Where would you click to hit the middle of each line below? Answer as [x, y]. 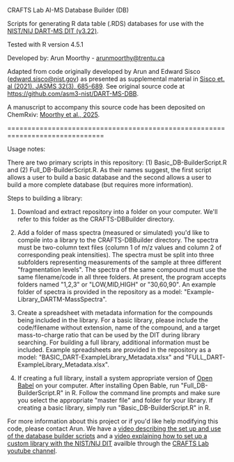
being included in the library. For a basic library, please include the [113, 320]
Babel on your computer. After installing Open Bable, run [98, 385]
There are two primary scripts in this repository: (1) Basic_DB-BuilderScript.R [117, 162]
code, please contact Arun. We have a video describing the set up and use [114, 429]
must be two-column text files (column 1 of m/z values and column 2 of [119, 247]
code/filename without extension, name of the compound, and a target [119, 328]
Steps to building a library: [45, 198]
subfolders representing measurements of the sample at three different [119, 262]
